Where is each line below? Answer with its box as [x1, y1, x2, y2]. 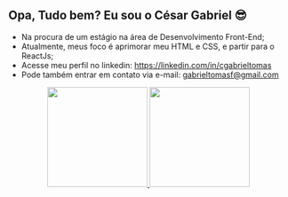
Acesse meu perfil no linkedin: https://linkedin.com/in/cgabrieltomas [20, 59, 272, 70]
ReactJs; [20, 50, 54, 61]
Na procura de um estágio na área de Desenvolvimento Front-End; [20, 31, 265, 42]
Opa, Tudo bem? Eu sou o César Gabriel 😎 [8, 8, 247, 23]
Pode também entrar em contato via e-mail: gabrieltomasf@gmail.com [20, 69, 279, 80]
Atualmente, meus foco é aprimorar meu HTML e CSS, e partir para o [20, 41, 275, 51]
